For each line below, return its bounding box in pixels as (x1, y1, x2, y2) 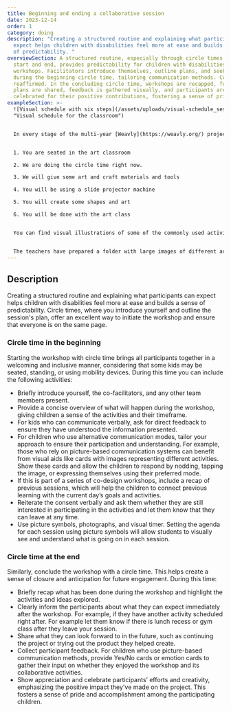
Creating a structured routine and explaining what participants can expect (7, 291, 217, 300)
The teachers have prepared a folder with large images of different (13, 248, 217, 255)
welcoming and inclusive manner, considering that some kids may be (7, 361, 203, 369)
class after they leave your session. (16, 624, 118, 633)
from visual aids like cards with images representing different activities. (16, 454, 219, 462)
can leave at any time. (16, 512, 80, 521)
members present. (16, 396, 70, 404)
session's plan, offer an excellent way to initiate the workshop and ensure (7, 313, 215, 321)
